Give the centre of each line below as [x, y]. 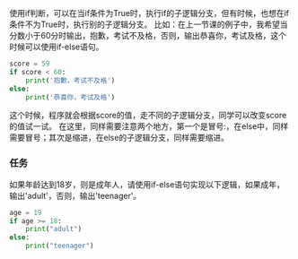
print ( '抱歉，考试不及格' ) [70, 80]
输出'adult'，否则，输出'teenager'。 [75, 195]
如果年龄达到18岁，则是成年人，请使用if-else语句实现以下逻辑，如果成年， [147, 184]
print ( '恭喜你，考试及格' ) [70, 97]
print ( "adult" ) [54, 229]
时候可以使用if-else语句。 [57, 47]
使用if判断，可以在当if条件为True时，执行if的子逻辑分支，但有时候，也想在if [149, 13]
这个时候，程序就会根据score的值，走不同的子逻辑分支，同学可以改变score [148, 116]
